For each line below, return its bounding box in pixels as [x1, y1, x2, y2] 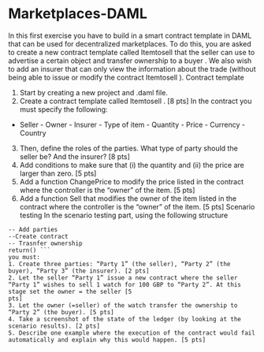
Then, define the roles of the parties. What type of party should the [19, 143, 238, 153]
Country [19, 128, 46, 138]
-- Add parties [8, 225, 58, 233]
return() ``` [8, 246, 51, 254]
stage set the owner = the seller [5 [8, 287, 132, 295]
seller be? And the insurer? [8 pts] [19, 151, 130, 161]
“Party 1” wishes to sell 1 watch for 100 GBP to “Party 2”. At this [8, 280, 242, 288]
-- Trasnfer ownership [8, 239, 83, 247]
